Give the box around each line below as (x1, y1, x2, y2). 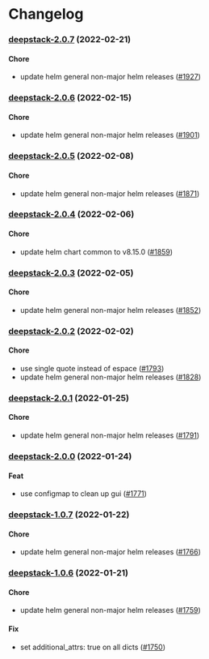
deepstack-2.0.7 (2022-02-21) (8, 34, 132, 45)
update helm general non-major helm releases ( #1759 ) (19, 606, 202, 615)
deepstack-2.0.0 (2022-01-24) (8, 451, 132, 462)
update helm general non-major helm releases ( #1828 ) (19, 372, 202, 382)
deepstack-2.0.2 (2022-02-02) (8, 325, 135, 336)
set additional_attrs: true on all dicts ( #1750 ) (19, 642, 166, 652)
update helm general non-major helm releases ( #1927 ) (19, 72, 202, 82)
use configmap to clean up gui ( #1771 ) (19, 489, 148, 499)
